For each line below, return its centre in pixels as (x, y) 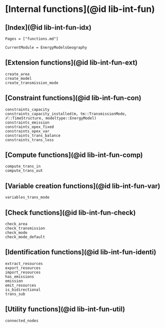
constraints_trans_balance (33, 135)
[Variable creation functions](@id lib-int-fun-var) (83, 186)
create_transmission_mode (32, 83)
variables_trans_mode (27, 197)
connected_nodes (22, 321)
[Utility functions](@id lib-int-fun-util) (65, 309)
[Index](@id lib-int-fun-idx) (48, 28)
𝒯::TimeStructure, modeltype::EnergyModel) (51, 118)
